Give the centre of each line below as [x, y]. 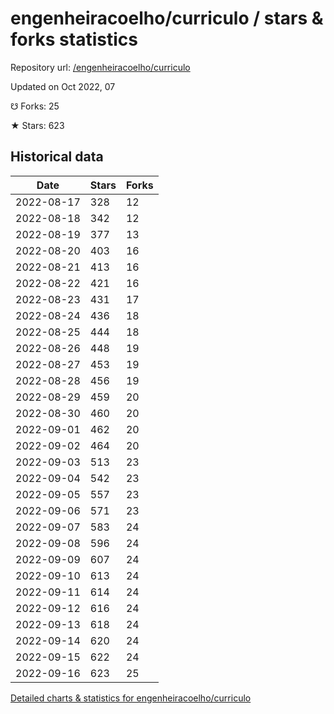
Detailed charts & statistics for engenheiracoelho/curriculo [131, 698]
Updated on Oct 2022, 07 [63, 86]
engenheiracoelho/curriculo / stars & [167, 18]
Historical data [57, 157]
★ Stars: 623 [37, 125]
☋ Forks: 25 [35, 106]
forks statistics [74, 39]
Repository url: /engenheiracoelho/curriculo [100, 67]
